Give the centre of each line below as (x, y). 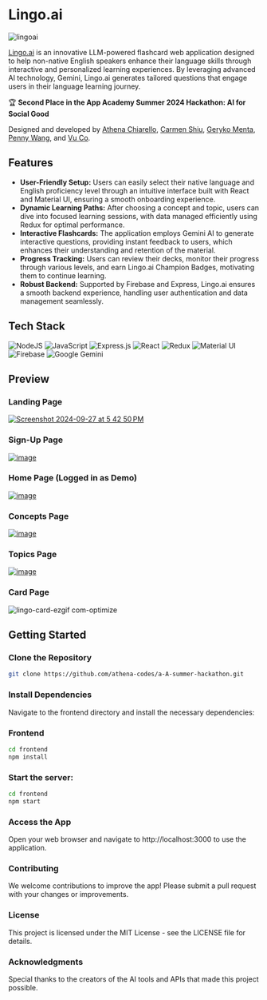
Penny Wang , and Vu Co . (49, 137)
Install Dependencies (50, 695)
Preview (29, 378)
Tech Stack (37, 327)
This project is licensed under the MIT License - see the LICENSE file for (127, 932)
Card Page (29, 592)
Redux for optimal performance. (72, 225)
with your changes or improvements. (69, 894)
